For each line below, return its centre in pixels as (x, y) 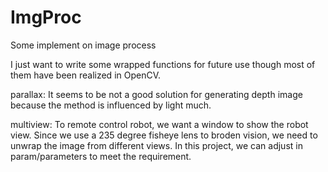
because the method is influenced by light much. (111, 105)
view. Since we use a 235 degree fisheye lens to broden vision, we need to (164, 135)
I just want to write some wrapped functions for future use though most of (163, 64)
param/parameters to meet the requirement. (101, 156)
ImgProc (46, 17)
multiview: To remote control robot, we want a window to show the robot (159, 124)
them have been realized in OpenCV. (86, 75)
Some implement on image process (83, 45)
